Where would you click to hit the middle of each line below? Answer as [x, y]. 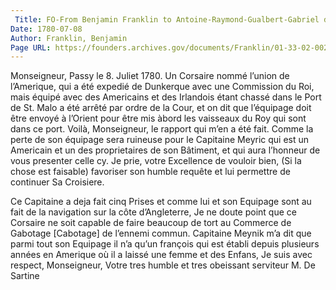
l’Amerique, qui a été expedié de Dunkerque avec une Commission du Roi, [162, 87]
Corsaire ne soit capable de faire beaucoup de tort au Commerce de [151, 223]
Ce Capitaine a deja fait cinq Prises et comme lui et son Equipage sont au [161, 202]
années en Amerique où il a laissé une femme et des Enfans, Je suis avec [161, 255]
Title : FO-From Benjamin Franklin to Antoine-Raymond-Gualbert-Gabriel [167, 19]
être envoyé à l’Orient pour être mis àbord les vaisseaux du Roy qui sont [158, 118]
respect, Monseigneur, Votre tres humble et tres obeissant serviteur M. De [163, 265]
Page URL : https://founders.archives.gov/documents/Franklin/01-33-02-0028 [171, 47]
